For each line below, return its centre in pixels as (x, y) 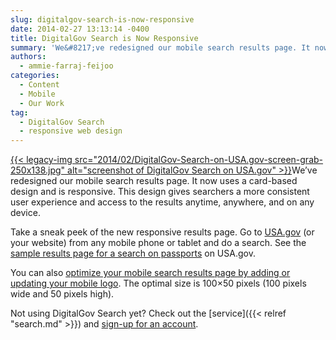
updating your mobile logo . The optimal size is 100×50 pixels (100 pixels (158, 283)
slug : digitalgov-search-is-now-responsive (102, 19)
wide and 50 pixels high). (62, 294)
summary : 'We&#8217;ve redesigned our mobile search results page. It (160, 47)
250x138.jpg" (38, 170)
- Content (39, 85)
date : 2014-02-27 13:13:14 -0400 (80, 29)
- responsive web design (71, 131)
